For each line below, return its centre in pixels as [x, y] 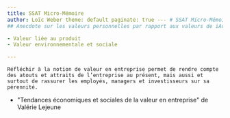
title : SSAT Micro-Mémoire [46, 13]
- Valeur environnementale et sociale [62, 45]
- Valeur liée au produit [44, 38]
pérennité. [23, 87]
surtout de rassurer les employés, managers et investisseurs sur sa [108, 82]
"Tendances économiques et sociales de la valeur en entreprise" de [113, 100]
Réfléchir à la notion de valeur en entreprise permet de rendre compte [113, 70]
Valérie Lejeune [39, 107]
